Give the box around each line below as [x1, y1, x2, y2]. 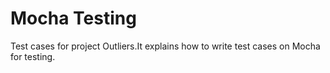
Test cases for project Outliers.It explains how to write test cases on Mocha [10, 40, 321, 52]
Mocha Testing [10, 7, 137, 30]
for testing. [10, 50, 56, 62]
